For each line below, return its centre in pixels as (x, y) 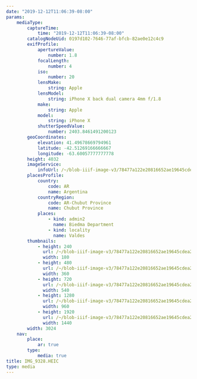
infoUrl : (48, 170)
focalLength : (53, 61)
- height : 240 (55, 246)
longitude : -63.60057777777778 (76, 153)
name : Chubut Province (76, 208)
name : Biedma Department (84, 224)
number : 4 (60, 66)
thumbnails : (42, 241)
